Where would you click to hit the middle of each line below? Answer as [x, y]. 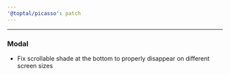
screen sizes [35, 65]
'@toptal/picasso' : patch [44, 13]
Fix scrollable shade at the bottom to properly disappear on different [113, 58]
